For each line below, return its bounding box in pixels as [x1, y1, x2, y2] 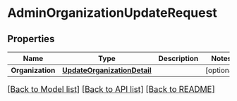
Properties [7, 33, 55, 45]
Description [158, 54, 199, 63]
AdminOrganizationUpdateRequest [7, 5, 217, 21]
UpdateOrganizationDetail [62, 65, 152, 75]
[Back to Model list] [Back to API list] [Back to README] [7, 84, 215, 94]
